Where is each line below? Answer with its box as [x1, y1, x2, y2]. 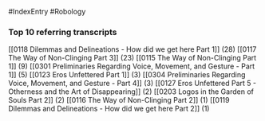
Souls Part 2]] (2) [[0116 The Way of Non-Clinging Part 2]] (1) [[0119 [8, 96, 230, 105]
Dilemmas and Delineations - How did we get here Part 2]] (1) [8, 103, 210, 114]
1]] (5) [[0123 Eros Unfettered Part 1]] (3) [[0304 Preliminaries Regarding [8, 70, 246, 80]
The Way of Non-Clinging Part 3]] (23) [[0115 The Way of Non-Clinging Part [8, 53, 257, 63]
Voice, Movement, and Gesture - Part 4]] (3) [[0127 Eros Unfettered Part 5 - [8, 79, 257, 88]
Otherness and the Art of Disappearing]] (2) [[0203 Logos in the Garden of [8, 87, 254, 96]
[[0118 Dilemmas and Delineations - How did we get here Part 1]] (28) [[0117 [8, 45, 257, 54]
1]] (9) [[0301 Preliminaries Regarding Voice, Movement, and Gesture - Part [8, 61, 255, 71]
